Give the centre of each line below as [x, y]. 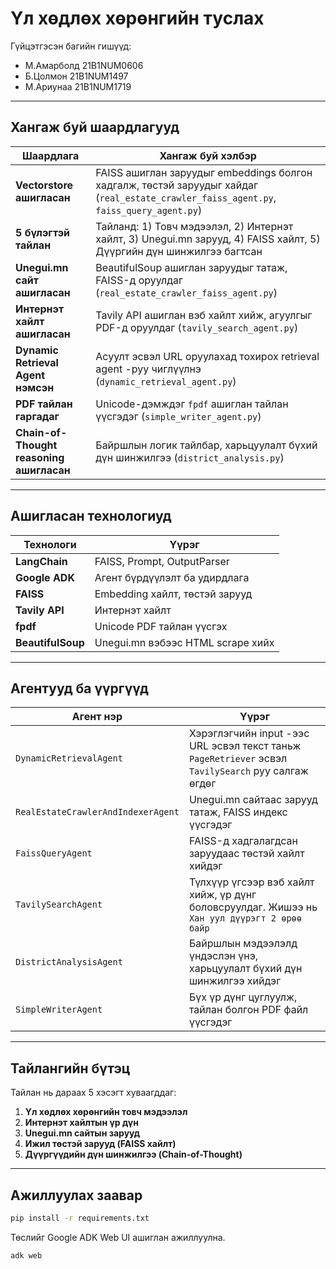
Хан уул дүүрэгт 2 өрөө [245, 918]
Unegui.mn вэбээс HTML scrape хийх [184, 642]
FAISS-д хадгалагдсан [243, 841]
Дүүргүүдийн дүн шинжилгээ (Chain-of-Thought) [133, 1154]
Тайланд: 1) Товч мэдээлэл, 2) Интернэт [194, 226]
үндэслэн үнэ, [223, 956]
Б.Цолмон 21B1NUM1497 [76, 76]
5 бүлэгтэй [43, 232]
